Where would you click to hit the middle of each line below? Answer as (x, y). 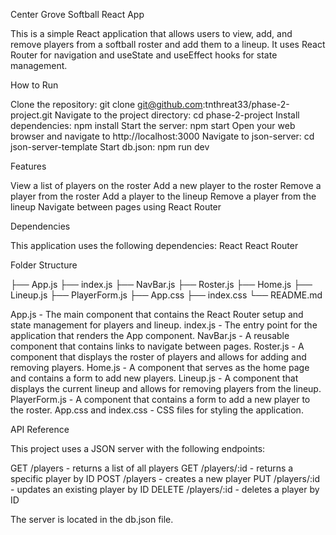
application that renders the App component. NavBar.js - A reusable (150, 335)
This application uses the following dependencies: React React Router (154, 245)
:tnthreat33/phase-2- (246, 104)
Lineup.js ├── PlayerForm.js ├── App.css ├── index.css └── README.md (166, 295)
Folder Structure (44, 265)
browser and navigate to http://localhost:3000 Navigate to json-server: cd (162, 136)
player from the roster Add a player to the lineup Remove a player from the (163, 196)
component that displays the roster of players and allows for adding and (158, 357)
